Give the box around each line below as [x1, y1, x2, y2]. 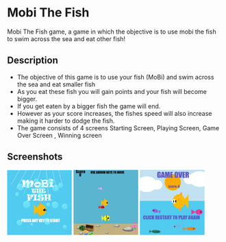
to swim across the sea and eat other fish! [7, 34, 125, 43]
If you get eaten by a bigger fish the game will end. [16, 101, 161, 110]
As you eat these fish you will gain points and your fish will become [16, 87, 207, 95]
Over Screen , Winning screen [16, 131, 102, 139]
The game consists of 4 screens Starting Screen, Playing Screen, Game [16, 123, 220, 132]
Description [7, 55, 58, 66]
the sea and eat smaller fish [16, 80, 96, 88]
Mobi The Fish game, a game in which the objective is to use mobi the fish [7, 27, 217, 36]
